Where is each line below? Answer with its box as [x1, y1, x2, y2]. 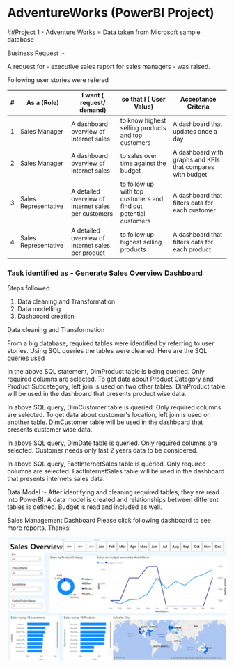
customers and [120, 195, 164, 203]
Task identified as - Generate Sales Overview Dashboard [7, 268, 203, 278]
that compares [173, 162, 214, 171]
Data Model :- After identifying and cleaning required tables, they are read [7, 488, 219, 496]
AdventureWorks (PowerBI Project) [7, 5, 214, 21]
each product [173, 245, 212, 253]
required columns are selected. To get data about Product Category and [7, 375, 214, 384]
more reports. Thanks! [7, 524, 71, 532]
